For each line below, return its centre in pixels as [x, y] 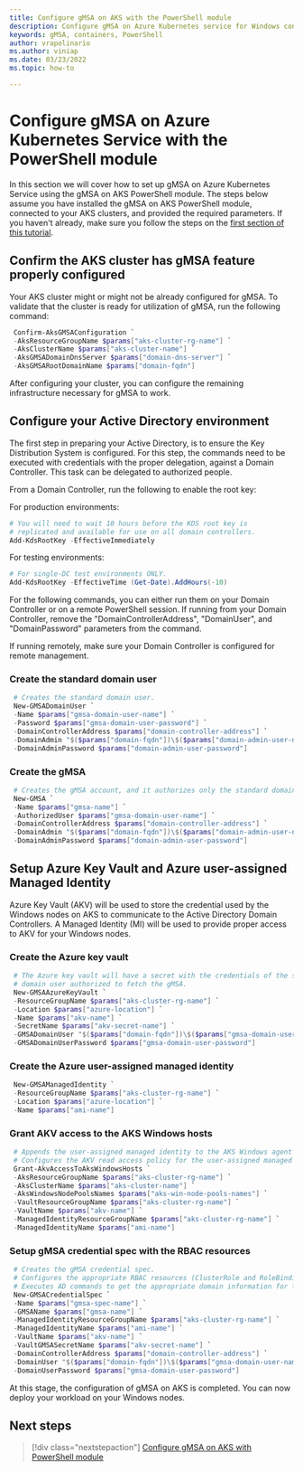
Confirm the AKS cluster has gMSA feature [132, 261]
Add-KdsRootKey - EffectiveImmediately [82, 540]
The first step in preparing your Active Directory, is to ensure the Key [137, 443]
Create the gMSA [48, 771]
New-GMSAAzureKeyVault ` [60, 992]
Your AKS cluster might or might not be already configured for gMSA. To [143, 297]
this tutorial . [32, 232]
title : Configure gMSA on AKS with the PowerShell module [120, 18]
